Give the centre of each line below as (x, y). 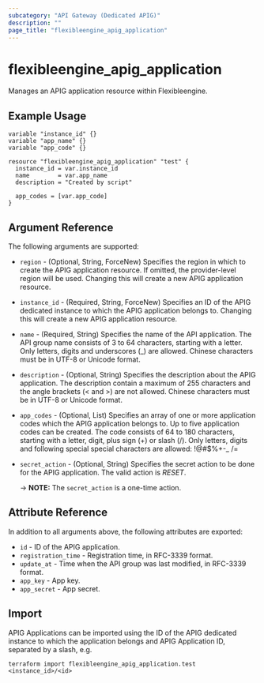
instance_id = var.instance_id (67, 169)
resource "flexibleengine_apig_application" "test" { (99, 162)
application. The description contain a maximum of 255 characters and (135, 383)
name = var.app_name (62, 176)
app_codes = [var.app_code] (62, 197)
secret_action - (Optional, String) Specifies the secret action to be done (137, 463)
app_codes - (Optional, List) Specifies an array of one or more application (138, 415)
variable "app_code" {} (47, 148)
